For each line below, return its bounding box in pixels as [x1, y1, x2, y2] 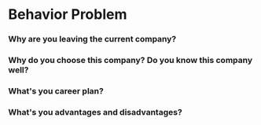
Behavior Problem [8, 6, 127, 24]
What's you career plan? [8, 85, 104, 96]
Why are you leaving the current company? [8, 34, 177, 45]
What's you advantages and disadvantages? [8, 106, 182, 117]
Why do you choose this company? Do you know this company [8, 55, 253, 66]
